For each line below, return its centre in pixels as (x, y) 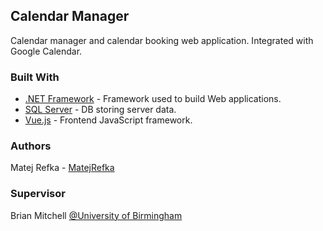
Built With (35, 77)
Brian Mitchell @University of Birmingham (96, 215)
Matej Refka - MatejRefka (62, 168)
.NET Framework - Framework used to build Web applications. (153, 99)
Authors (31, 146)
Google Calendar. (46, 51)
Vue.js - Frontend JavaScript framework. (108, 120)
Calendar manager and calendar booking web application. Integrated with (162, 40)
